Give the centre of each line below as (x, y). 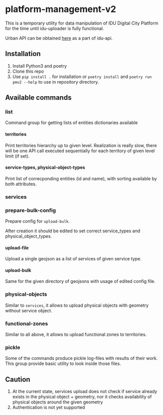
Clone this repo (28, 71)
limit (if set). (17, 156)
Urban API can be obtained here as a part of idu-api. (59, 38)
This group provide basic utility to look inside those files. (63, 363)
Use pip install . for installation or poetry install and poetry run (82, 77)
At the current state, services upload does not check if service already (85, 391)
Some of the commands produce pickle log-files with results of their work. (81, 358)
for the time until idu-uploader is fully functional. (55, 28)
